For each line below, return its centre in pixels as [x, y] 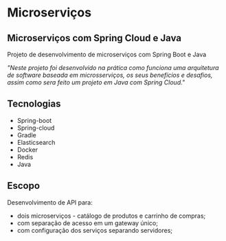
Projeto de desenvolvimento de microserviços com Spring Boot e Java [107, 54]
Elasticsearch [36, 142]
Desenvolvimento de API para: [50, 202]
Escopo [23, 186]
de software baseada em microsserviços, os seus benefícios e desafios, [110, 75]
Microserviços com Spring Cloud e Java [94, 38]
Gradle [26, 135]
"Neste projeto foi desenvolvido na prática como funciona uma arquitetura [113, 68]
